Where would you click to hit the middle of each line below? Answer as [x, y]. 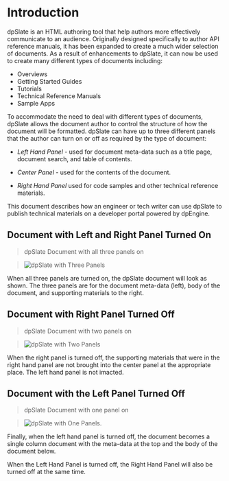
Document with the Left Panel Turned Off [96, 394]
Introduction [43, 13]
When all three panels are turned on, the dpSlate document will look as [107, 278]
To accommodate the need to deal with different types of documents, [105, 116]
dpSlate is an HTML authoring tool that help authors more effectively [104, 32]
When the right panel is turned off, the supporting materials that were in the [114, 357]
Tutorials [29, 89]
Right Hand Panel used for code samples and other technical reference [118, 185]
